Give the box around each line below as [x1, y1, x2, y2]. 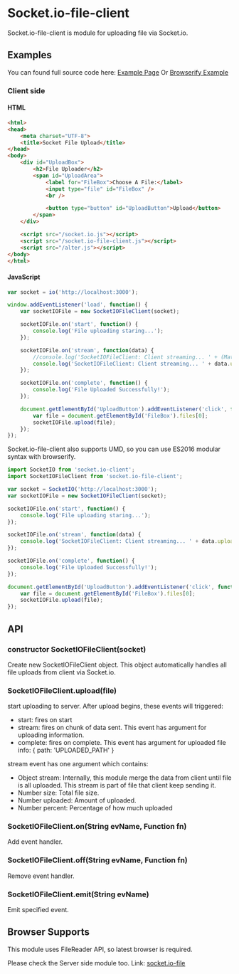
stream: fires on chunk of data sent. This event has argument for [17, 724, 207, 732]
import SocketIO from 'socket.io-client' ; [7, 466, 135, 474]
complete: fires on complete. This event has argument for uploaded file [17, 739, 226, 747]
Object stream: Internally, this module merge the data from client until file [17, 773, 232, 782]
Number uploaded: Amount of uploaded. [17, 796, 137, 805]
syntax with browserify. [7, 452, 76, 461]
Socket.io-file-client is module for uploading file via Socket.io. [7, 28, 188, 37]
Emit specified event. [7, 906, 69, 914]
